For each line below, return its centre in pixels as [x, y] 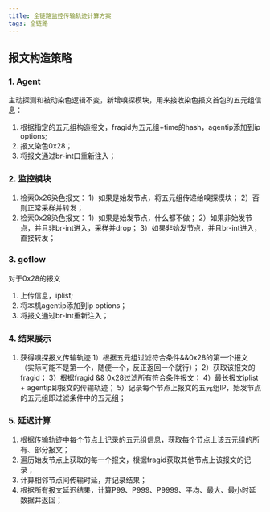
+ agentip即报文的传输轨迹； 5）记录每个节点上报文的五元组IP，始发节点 [141, 388]
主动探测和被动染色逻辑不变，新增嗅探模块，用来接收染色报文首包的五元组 [131, 100]
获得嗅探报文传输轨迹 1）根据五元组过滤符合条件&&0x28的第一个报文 [134, 358]
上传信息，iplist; [47, 295]
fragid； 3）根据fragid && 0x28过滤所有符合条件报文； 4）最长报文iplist [139, 378]
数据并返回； [41, 500]
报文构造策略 [40, 58]
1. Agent [25, 81]
